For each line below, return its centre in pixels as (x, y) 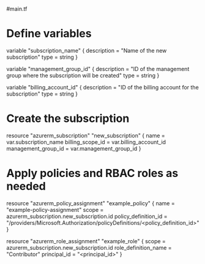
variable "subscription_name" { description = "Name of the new (87, 50)
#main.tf (17, 9)
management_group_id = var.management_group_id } (74, 148)
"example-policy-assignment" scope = (55, 209)
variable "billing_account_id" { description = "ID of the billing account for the (102, 87)
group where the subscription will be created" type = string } (83, 75)
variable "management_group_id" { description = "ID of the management (98, 69)
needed (26, 187)
